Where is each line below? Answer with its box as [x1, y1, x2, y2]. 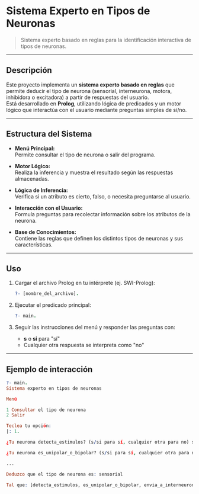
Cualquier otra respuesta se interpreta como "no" [23, 342, 145, 349]
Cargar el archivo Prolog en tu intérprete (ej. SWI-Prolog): [14, 280, 155, 287]
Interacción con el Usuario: [14, 204, 83, 211]
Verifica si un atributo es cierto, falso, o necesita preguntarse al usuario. [14, 193, 191, 200]
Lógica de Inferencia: [14, 187, 68, 194]
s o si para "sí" [23, 335, 60, 342]
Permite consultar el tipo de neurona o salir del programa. [14, 151, 156, 158]
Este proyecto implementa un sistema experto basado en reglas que [6, 81, 175, 88]
